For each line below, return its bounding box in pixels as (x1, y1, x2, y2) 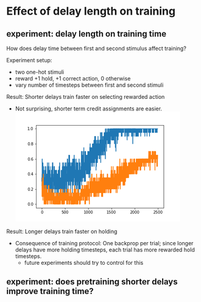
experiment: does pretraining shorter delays (6, 276, 178, 287)
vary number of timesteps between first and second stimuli (15, 81, 164, 88)
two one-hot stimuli (15, 68, 65, 76)
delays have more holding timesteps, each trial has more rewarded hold (15, 246, 195, 253)
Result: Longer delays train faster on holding (6, 228, 118, 235)
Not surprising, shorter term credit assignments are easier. (15, 105, 163, 112)
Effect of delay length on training (6, 4, 175, 18)
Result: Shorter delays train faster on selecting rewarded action (6, 93, 165, 100)
